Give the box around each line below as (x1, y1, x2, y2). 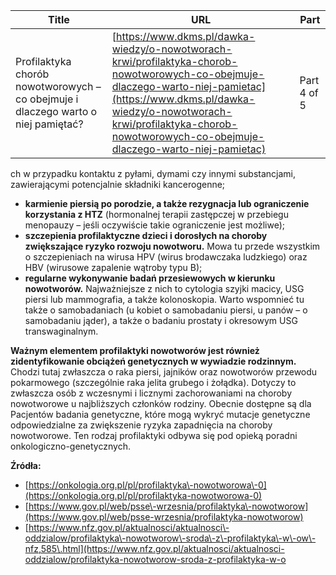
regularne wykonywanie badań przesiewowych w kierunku (24, 272, 276, 284)
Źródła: (10, 460, 42, 471)
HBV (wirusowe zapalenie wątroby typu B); (24, 262, 203, 273)
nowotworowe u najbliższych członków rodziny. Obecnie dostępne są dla (10, 398, 312, 409)
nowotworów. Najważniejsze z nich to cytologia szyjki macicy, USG (24, 283, 305, 294)
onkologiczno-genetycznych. (10, 440, 131, 452)
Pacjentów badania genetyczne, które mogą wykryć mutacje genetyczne (10, 409, 311, 420)
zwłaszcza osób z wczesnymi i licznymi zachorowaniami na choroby (10, 387, 293, 399)
